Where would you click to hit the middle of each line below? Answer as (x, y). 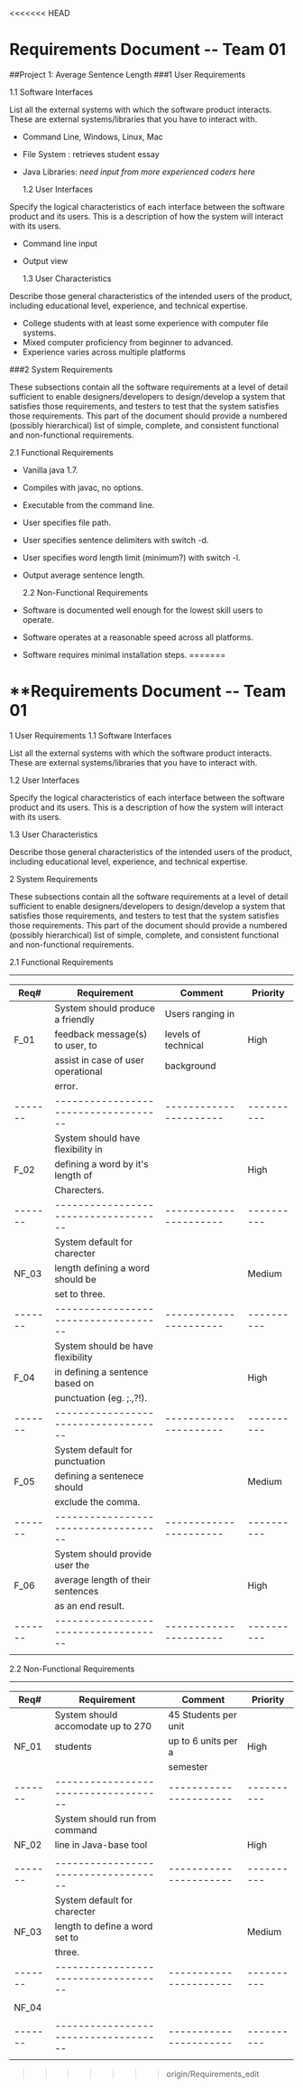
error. (66, 1086)
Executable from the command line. (88, 504)
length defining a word (102, 1267)
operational (78, 1071)
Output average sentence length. (84, 575)
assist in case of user (99, 1059)
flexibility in (78, 1149)
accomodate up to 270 (103, 1726)
